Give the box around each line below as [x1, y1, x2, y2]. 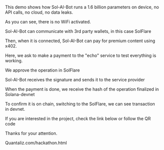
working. [5, 58, 23, 63]
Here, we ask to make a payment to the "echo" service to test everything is [5, 52, 157, 58]
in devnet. [5, 106, 25, 112]
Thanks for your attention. [5, 130, 58, 136]
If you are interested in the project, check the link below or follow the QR [5, 116, 151, 122]
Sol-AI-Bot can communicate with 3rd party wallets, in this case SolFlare [5, 28, 152, 34]
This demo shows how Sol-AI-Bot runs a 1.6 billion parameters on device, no [5, 4, 159, 10]
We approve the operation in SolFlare [5, 67, 80, 73]
